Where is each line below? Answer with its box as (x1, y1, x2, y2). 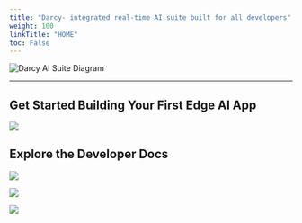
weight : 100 (9, 22, 54, 31)
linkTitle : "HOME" (9, 30, 78, 39)
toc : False (9, 38, 50, 48)
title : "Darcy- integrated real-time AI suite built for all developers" (9, 13, 292, 22)
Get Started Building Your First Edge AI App (9, 97, 257, 112)
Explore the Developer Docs (9, 147, 169, 162)
